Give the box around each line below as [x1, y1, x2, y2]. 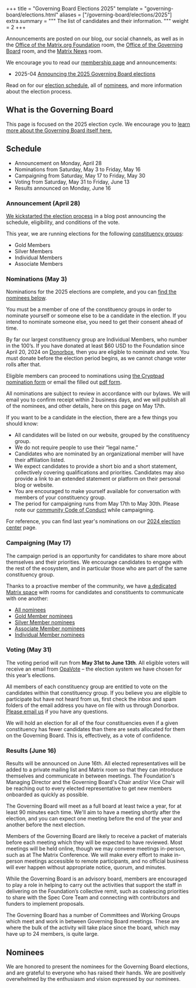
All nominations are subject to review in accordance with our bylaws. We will [6, 390, 190, 397]
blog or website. [14, 481, 54, 488]
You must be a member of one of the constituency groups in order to [6, 306, 172, 313]
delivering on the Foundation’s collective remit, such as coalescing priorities [6, 887, 189, 895]
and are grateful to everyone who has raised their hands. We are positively [6, 969, 186, 976]
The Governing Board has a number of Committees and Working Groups [6, 912, 180, 919]
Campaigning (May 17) [6, 539, 71, 547]
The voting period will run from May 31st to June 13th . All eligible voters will [6, 659, 190, 666]
